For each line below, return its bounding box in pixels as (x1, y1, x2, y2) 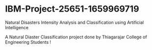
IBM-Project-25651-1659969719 (5, 3, 139, 15)
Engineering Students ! (5, 39, 51, 45)
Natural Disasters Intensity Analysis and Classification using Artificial (5, 19, 144, 25)
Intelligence (5, 24, 28, 30)
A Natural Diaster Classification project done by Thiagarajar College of (5, 34, 147, 40)
